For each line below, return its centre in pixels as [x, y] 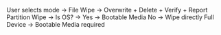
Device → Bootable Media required [56, 24]
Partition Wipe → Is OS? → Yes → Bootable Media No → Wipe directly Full [110, 17]
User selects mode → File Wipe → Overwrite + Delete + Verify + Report [107, 10]
